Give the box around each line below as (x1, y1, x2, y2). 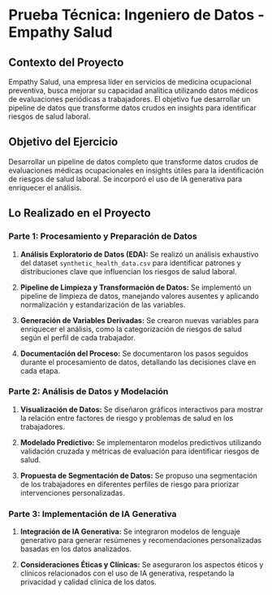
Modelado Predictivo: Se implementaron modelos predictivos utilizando (19, 437, 262, 447)
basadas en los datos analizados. (19, 544, 132, 554)
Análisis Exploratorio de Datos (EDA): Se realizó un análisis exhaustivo (19, 249, 259, 259)
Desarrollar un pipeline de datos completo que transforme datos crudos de (8, 156, 258, 166)
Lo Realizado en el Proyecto (8, 206, 152, 221)
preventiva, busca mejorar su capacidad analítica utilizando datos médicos (8, 85, 258, 95)
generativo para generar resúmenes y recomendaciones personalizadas (19, 536, 262, 545)
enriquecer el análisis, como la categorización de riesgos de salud (19, 324, 242, 334)
